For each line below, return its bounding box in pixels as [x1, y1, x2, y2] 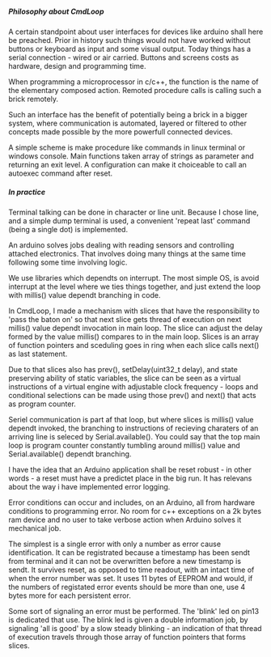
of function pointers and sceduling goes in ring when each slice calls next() [8, 340, 260, 350]
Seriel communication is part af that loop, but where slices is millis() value [8, 414, 254, 424]
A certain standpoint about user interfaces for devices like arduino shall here [8, 27, 264, 36]
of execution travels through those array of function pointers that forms [8, 632, 247, 642]
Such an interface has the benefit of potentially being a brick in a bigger [8, 109, 248, 119]
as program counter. [8, 399, 77, 409]
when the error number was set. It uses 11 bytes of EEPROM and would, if [8, 573, 253, 583]
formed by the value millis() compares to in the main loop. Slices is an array [8, 332, 260, 341]
